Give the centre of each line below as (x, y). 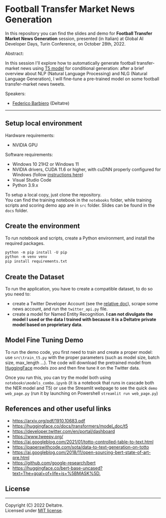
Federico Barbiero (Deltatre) (41, 103)
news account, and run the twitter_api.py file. (60, 309)
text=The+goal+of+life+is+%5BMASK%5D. (56, 473)
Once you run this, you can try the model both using (58, 377)
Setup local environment (44, 123)
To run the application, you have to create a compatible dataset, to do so (79, 289)
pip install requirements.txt (36, 261)
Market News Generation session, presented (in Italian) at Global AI (74, 39)
